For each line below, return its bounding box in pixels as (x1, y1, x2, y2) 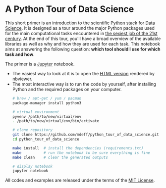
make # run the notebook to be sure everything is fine (12, 150, 150, 155)
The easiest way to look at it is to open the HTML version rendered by (12, 70, 155, 76)
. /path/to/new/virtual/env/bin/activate (12, 119, 100, 124)
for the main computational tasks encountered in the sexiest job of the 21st (5, 30, 158, 36)
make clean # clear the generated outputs (12, 155, 108, 160)
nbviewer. (12, 76, 33, 82)
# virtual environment (12, 109, 59, 114)
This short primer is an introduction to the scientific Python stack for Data (5, 20, 155, 26)
